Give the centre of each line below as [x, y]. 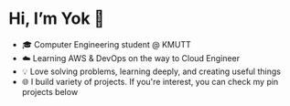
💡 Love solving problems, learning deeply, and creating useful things [151, 71]
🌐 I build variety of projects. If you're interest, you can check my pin [150, 81]
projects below [50, 91]
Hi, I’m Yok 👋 [57, 19]
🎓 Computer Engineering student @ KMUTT [106, 44]
